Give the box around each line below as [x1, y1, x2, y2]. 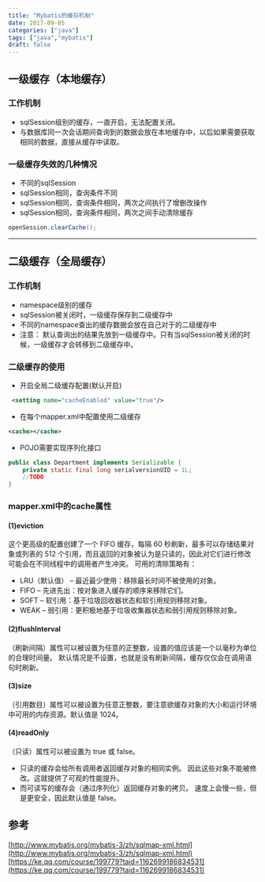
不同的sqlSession [19, 179, 77, 188]
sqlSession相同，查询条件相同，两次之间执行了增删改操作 [19, 198, 207, 208]
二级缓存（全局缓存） [8, 254, 112, 269]
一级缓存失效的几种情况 [8, 159, 97, 170]
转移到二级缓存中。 [74, 339, 138, 349]
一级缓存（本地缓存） [8, 72, 112, 85]
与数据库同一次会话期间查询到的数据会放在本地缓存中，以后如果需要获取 [19, 127, 255, 137]
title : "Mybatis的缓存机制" [8, 11, 95, 20]
